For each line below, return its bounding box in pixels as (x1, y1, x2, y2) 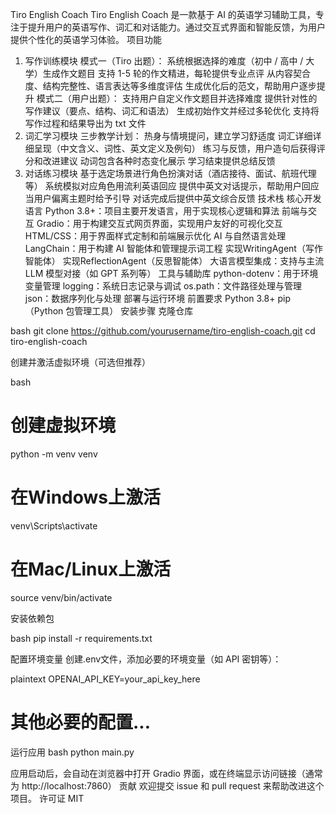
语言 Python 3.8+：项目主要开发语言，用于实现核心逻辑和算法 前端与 (24, 205, 309, 217)
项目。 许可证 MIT (10, 792, 85, 804)
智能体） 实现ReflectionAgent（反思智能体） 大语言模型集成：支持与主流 (24, 255, 325, 267)
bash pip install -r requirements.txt (10, 632, 153, 644)
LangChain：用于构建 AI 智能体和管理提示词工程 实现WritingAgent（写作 (24, 243, 323, 254)
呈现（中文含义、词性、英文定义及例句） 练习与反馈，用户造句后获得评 (33, 143, 326, 154)
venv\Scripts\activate (10, 519, 98, 532)
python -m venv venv (10, 448, 98, 460)
